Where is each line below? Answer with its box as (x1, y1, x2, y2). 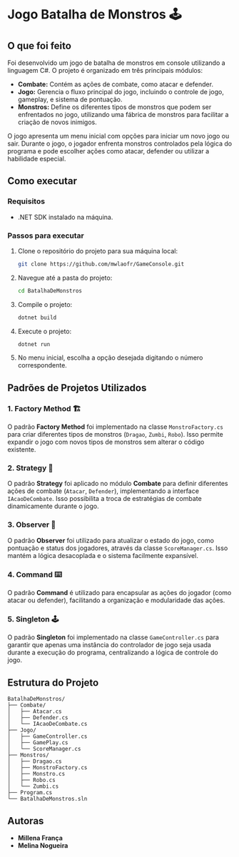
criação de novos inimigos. (17, 118, 98, 126)
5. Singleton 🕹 (7, 614, 59, 624)
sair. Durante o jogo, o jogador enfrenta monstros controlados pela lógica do (7, 139, 233, 148)
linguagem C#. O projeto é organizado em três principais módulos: (7, 66, 203, 74)
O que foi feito (7, 39, 71, 51)
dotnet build (17, 314, 57, 321)
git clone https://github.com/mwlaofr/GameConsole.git (17, 260, 185, 268)
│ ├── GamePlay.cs (7, 739, 69, 746)
